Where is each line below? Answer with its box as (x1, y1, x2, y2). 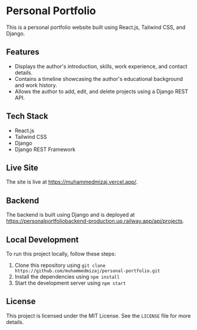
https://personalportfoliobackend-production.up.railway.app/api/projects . (6, 217, 185, 225)
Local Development (6, 234, 79, 244)
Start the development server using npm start (14, 279, 126, 286)
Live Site (6, 162, 38, 172)
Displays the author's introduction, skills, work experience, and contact (14, 63, 188, 70)
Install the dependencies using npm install (14, 273, 120, 280)
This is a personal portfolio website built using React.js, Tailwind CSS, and (6, 24, 186, 31)
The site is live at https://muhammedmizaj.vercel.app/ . (6, 178, 138, 185)
